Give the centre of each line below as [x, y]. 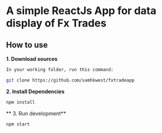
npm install [20, 102]
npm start [18, 124]
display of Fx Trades [56, 23]
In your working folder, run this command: [60, 70]
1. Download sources [32, 59]
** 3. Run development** [36, 113]
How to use [27, 45]
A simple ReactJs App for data [81, 11]
